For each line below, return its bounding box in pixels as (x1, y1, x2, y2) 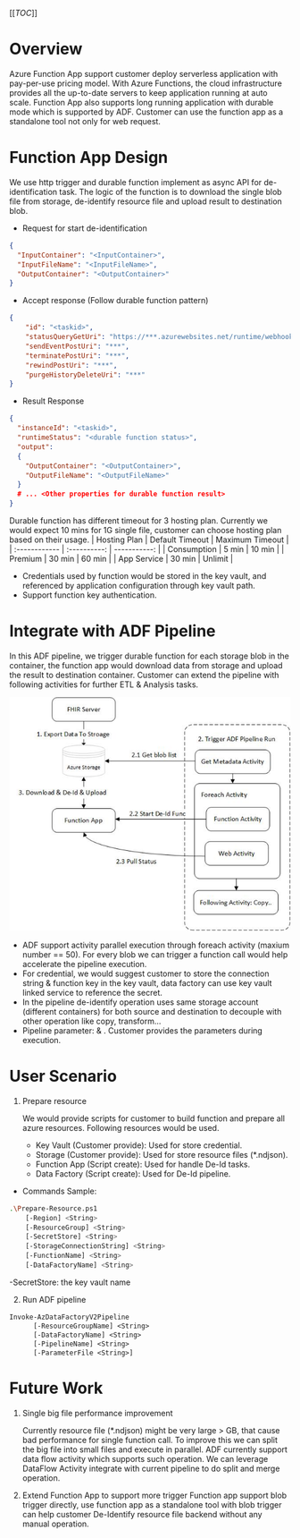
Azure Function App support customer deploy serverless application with (9, 68, 279, 79)
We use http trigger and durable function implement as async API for (9, 176, 262, 187)
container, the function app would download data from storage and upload (9, 659, 283, 670)
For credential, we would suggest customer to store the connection (21, 968, 270, 979)
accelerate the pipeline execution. (21, 958, 147, 969)
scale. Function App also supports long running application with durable (9, 97, 274, 107)
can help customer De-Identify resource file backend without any (21, 1508, 262, 1519)
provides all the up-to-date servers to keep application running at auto (9, 87, 268, 98)
